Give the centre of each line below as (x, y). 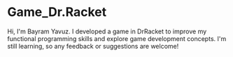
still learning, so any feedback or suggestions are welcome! (93, 46)
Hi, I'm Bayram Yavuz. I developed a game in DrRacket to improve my (107, 31)
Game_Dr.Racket (57, 12)
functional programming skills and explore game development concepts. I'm (117, 38)
